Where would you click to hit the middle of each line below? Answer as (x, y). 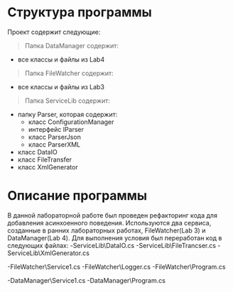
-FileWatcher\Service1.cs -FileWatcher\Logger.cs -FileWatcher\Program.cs (116, 266)
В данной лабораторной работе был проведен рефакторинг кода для (113, 215)
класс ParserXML (54, 144)
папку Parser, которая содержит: (67, 114)
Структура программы (80, 12)
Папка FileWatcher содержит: (69, 73)
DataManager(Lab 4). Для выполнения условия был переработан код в (115, 237)
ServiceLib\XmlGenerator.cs (49, 253)
